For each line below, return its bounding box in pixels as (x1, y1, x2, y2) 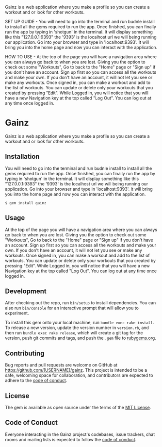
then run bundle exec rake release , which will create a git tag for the (5, 330, 143, 336)
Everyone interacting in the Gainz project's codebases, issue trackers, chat (5, 431, 155, 437)
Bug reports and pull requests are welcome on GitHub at (5, 362, 118, 368)
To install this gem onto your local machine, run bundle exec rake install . (5, 320, 154, 326)
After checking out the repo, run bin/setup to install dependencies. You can (5, 300, 156, 306)
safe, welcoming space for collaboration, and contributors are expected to (5, 372, 154, 378)
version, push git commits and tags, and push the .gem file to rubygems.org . (5, 335, 157, 341)
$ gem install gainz (5, 200, 47, 205)
